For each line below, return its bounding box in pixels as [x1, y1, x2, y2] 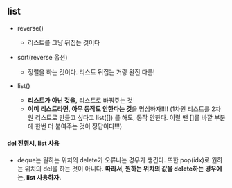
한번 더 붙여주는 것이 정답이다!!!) [35, 121, 123, 130]
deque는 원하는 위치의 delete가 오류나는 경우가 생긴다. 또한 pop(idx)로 [17, 156, 210, 164]
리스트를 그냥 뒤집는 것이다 [27, 38, 100, 46]
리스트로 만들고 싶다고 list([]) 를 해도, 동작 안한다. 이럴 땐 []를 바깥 [35, 113, 213, 121]
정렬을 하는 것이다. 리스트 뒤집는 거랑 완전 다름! [27, 67, 155, 76]
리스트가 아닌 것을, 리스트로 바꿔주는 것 [27, 96, 133, 104]
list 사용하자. [26, 173, 62, 182]
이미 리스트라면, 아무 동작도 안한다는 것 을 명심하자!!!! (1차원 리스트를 [27, 104, 210, 113]
